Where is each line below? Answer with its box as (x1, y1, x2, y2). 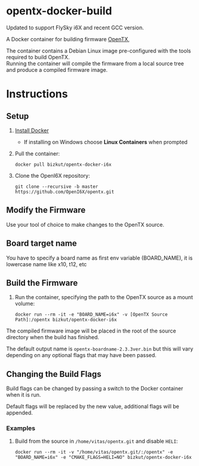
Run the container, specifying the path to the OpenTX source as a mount (14, 294, 193, 301)
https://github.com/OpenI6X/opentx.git (14, 188, 115, 195)
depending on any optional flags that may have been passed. (6, 352, 157, 359)
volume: (14, 300, 35, 307)
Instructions (6, 87, 68, 101)
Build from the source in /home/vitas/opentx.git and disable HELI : (14, 438, 178, 445)
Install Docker (14, 127, 49, 134)
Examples (6, 424, 36, 433)
